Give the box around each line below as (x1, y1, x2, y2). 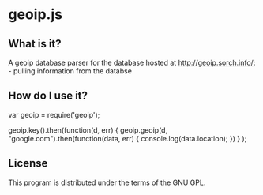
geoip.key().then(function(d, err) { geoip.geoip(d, (8, 125, 168, 135)
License (8, 156, 48, 171)
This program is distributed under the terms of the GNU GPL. (8, 178, 206, 187)
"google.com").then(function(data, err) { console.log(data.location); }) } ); (8, 133, 247, 143)
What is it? (8, 37, 62, 51)
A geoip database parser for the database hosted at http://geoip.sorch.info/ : (8, 58, 256, 67)
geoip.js (8, 6, 63, 24)
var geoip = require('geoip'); (8, 110, 100, 119)
